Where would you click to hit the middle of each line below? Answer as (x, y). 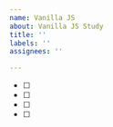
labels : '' (30, 43)
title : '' (28, 34)
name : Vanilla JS (42, 18)
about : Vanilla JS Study (56, 26)
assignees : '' (36, 52)
